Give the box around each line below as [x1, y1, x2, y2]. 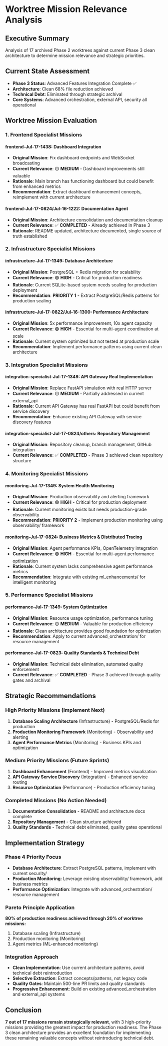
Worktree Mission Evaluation [5, 116, 97, 125]
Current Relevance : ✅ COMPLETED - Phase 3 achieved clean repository [12, 452, 163, 458]
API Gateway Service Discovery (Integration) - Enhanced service [12, 774, 148, 780]
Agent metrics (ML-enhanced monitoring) [12, 941, 98, 947]
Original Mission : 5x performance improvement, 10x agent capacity [12, 320, 152, 326]
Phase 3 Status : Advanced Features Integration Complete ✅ [12, 80, 137, 86]
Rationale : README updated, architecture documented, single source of [12, 227, 162, 233]
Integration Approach [5, 954, 58, 961]
